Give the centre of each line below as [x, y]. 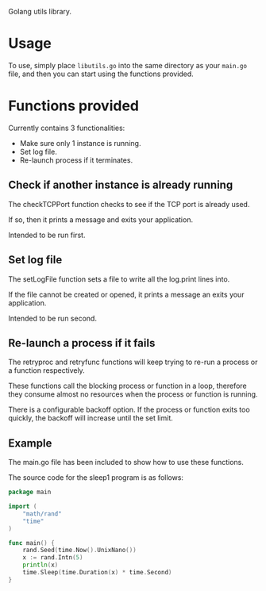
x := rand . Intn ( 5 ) [53, 558]
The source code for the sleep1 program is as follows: [96, 478]
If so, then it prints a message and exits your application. [100, 219]
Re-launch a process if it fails [82, 343]
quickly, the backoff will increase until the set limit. [91, 418]
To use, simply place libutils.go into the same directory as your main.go [128, 65]
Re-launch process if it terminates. [76, 160]
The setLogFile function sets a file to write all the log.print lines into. [119, 279]
